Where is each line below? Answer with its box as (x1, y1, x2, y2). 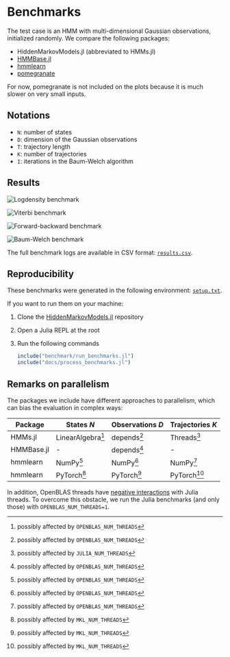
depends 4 (111, 444, 144, 455)
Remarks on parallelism (7, 378, 110, 390)
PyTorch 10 (170, 469, 204, 480)
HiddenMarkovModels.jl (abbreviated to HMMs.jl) (16, 47, 156, 56)
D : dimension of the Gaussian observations (16, 135, 138, 143)
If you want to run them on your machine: (7, 300, 124, 308)
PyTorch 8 (55, 469, 87, 480)
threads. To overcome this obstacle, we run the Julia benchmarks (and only (7, 495, 220, 504)
